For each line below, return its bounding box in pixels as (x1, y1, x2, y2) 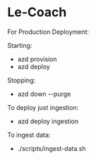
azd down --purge (17, 90, 71, 98)
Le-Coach (7, 4, 67, 20)
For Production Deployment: (7, 27, 90, 36)
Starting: (7, 41, 32, 49)
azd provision (17, 54, 58, 63)
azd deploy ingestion (17, 117, 79, 125)
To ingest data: (7, 130, 51, 139)
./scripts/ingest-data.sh (17, 144, 86, 152)
